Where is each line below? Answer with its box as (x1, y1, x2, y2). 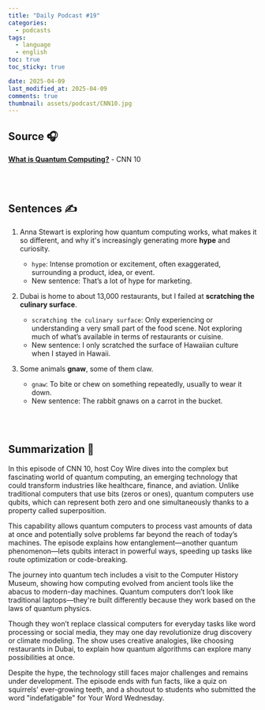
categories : (8, 19, 47, 27)
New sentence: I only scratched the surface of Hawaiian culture (31, 340, 239, 349)
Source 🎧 (8, 130, 58, 143)
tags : (8, 33, 26, 42)
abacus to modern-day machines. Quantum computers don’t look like (8, 587, 234, 596)
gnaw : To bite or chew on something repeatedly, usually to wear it (31, 379, 242, 388)
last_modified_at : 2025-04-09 (8, 85, 108, 93)
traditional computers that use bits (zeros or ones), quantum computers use (8, 489, 254, 498)
